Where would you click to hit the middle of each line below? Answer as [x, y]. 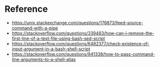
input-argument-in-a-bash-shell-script [51, 49]
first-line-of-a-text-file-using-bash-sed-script [58, 38]
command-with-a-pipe [35, 28]
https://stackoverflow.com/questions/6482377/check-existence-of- [80, 43]
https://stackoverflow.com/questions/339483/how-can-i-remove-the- [83, 33]
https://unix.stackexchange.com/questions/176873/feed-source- [77, 23]
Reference [26, 9]
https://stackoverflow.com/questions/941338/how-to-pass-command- [83, 54]
